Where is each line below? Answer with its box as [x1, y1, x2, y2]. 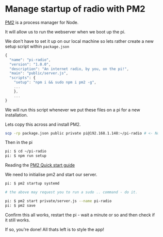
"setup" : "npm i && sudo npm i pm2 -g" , [14, 80, 97, 85]
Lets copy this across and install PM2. [5, 121, 81, 127]
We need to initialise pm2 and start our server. [5, 171, 98, 178]
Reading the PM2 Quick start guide [5, 162, 75, 168]
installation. [5, 112, 28, 118]
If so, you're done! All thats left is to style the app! [5, 226, 104, 232]
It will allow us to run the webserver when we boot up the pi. [5, 29, 126, 34]
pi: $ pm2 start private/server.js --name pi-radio [5, 198, 112, 203]
